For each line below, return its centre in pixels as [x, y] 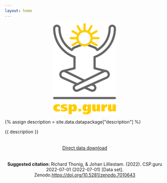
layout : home [19, 11]
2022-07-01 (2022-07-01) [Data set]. [85, 169]
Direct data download [85, 148]
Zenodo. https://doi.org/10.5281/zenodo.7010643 [85, 175]
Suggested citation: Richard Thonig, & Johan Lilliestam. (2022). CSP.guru [85, 164]
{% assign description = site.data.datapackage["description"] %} [73, 121]
